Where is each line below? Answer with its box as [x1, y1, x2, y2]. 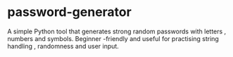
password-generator [7, 4, 132, 20]
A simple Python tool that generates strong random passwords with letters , [7, 27, 227, 35]
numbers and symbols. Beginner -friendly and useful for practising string [7, 34, 220, 42]
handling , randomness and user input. [7, 42, 120, 50]
